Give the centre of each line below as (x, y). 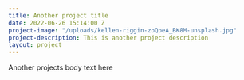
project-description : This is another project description (108, 38)
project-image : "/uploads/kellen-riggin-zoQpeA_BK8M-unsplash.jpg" (123, 30)
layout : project (35, 45)
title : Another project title (59, 15)
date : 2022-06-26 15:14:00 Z (57, 23)
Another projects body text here (61, 67)
